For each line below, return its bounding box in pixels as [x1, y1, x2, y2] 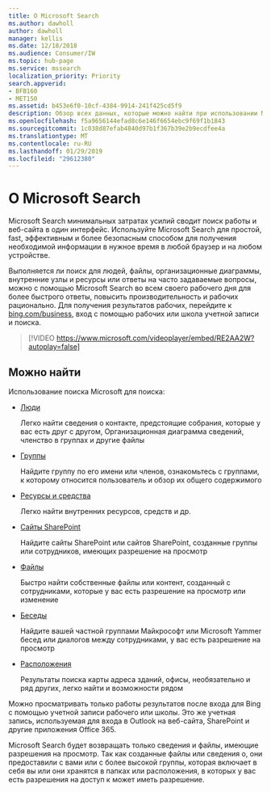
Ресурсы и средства [19, 491, 91, 500]
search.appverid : [8, 79, 67, 87]
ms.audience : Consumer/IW [8, 49, 95, 57]
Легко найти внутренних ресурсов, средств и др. [19, 507, 191, 516]
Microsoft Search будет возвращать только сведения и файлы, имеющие [8, 740, 259, 750]
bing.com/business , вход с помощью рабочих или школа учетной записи [8, 309, 260, 319]
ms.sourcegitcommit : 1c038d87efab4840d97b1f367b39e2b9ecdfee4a [8, 124, 226, 133]
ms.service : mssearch [8, 65, 81, 73]
